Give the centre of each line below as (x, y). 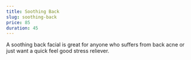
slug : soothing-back (32, 17)
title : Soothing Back (33, 11)
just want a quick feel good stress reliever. (58, 51)
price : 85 (18, 22)
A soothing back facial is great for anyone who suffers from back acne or (95, 45)
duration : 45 (22, 28)
